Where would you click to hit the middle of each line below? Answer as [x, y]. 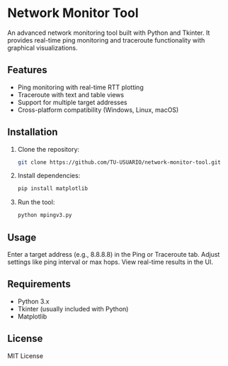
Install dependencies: [49, 176]
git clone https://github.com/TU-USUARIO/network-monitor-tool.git [119, 162]
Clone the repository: [49, 149]
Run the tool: [36, 202]
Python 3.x [33, 301]
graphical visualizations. [42, 48]
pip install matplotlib [53, 189]
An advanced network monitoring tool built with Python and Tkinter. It [109, 33]
